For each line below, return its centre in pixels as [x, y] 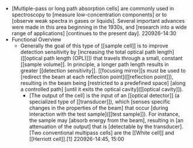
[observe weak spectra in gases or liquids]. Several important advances [98, 21]
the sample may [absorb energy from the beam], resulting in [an [106, 120]
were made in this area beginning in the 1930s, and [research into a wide [99, 27]
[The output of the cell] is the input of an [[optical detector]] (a [104, 95]
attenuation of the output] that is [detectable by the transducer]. [106, 126]
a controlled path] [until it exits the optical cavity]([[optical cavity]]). [102, 89]
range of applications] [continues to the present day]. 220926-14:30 [94, 33]
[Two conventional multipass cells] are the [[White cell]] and [101, 133]
